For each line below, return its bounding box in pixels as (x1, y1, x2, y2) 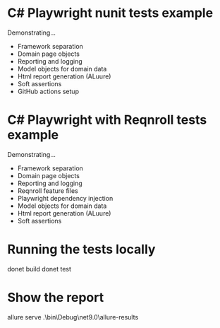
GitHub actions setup (17, 87, 80, 95)
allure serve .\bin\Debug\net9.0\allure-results (7, 312, 139, 321)
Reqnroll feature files (17, 186, 79, 195)
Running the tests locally (7, 242, 156, 257)
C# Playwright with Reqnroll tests (7, 112, 207, 128)
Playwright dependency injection (17, 194, 114, 202)
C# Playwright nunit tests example (7, 5, 214, 21)
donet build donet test (7, 264, 72, 273)
